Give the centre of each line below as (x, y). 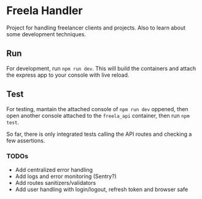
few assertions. (26, 140)
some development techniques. (46, 34)
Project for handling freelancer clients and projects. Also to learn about (96, 28)
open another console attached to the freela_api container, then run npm (98, 115)
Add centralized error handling (54, 170)
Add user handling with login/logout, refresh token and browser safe (102, 189)
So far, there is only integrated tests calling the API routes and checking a (99, 134)
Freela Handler (45, 11)
